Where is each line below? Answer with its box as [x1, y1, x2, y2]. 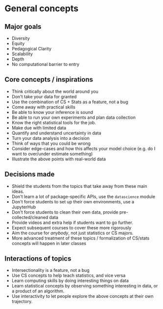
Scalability [11, 51, 33, 57]
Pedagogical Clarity [11, 46, 52, 51]
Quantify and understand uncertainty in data [11, 130, 101, 136]
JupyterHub [11, 204, 36, 210]
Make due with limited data [11, 125, 67, 131]
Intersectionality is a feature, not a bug [11, 267, 90, 273]
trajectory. [11, 299, 33, 305]
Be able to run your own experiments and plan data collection [11, 114, 136, 120]
